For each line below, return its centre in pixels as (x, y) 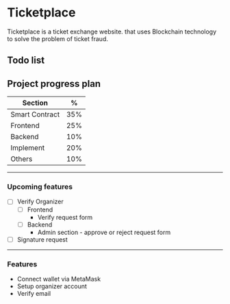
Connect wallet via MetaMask (59, 279)
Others (22, 159)
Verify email (34, 293)
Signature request (42, 239)
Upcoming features (40, 187)
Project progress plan (54, 84)
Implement (28, 148)
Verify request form (65, 217)
